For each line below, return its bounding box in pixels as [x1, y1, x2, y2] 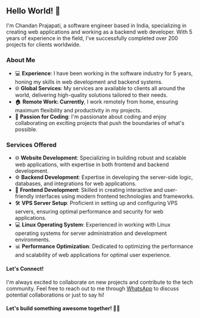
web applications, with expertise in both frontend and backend [14, 161, 169, 168]
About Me [6, 56, 36, 64]
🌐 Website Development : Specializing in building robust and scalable [14, 154, 187, 161]
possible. [14, 126, 38, 133]
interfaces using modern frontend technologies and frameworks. [35, 192, 195, 200]
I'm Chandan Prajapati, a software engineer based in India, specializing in [6, 22, 187, 29]
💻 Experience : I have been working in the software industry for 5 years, [14, 70, 193, 77]
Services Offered [6, 141, 57, 149]
